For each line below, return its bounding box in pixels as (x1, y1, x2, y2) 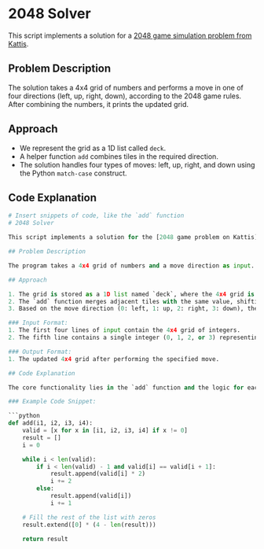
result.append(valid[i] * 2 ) (49, 470, 146, 478)
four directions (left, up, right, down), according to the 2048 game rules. (8, 91, 242, 101)
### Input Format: (8, 319, 68, 327)
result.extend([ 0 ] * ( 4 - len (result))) (22, 521, 156, 529)
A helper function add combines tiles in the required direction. (19, 151, 218, 161)
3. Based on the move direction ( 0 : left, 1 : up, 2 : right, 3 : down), (8, 304, 244, 313)
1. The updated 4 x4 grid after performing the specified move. (8, 355, 220, 363)
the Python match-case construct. (19, 168, 127, 178)
